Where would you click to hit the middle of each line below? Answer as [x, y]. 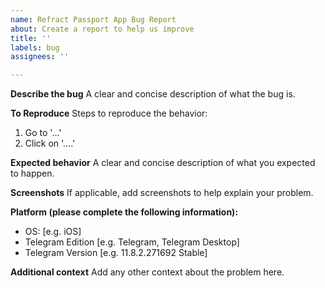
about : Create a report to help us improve [102, 29]
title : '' [31, 38]
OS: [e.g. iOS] [53, 232]
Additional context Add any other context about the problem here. [147, 272]
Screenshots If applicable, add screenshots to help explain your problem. [162, 193]
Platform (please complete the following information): [124, 212]
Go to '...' [43, 133]
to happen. [32, 173]
